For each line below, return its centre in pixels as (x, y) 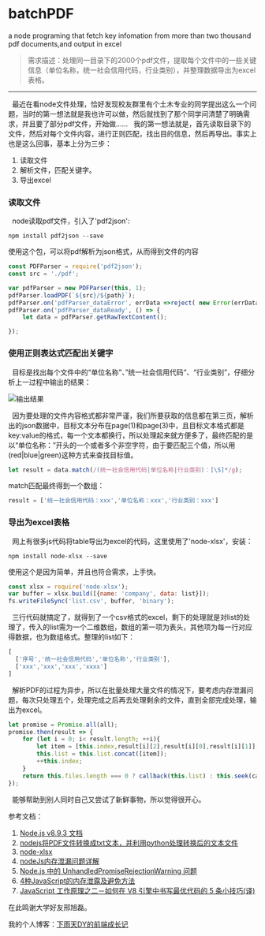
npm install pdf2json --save (56, 236)
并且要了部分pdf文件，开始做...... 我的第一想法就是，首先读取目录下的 (136, 124)
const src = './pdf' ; (44, 274)
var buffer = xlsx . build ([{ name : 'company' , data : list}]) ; (109, 594)
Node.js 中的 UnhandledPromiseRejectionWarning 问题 (108, 871)
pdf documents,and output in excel (65, 43)
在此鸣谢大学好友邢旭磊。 (50, 907)
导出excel (35, 180)
